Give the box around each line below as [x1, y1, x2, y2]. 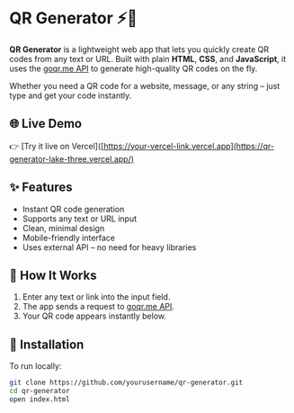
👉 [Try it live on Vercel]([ [9, 140, 104, 151]
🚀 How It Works [9, 267, 97, 283]
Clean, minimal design [22, 222, 105, 233]
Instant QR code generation [22, 203, 125, 214]
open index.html [9, 394, 70, 404]
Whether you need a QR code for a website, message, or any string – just [9, 80, 281, 91]
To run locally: [9, 361, 62, 372]
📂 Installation [9, 337, 85, 352]
